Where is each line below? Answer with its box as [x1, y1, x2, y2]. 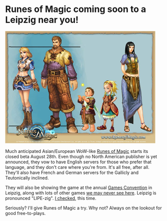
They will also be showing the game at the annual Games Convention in [5, 184, 152, 190]
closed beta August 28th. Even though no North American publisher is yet [5, 153, 157, 159]
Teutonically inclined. [5, 174, 49, 181]
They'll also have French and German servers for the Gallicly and [5, 169, 139, 175]
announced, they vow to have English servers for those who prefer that [5, 159, 151, 165]
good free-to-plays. [5, 210, 46, 216]
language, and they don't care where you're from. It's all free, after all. [5, 164, 149, 170]
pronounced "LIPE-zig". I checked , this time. [5, 195, 96, 201]
